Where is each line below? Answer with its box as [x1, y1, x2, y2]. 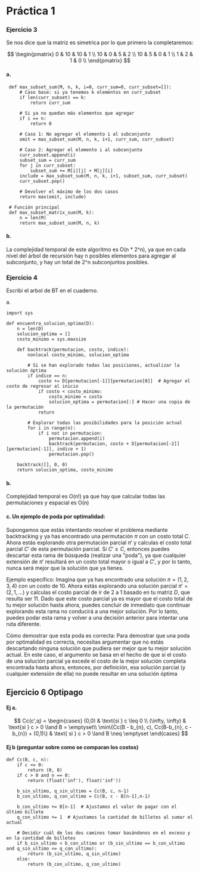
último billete [6, 809, 44, 815]
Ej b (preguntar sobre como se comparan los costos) [6, 743, 139, 751]
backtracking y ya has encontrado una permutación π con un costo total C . [6, 532, 191, 540]
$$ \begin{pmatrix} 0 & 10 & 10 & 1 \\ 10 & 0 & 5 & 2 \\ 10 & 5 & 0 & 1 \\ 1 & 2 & [7, 51, 194, 58]
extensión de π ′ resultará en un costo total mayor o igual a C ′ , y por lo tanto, [6, 558, 192, 565]
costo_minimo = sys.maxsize [17, 336, 86, 342]
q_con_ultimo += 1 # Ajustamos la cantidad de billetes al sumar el [17, 814, 194, 820]
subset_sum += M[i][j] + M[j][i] [30, 167, 113, 174]
